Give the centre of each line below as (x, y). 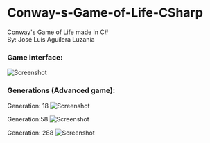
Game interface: (35, 57)
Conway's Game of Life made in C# (58, 32)
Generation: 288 (30, 133)
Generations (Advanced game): (61, 90)
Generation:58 (28, 119)
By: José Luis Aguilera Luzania (51, 39)
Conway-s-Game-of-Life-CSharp (105, 13)
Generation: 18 (28, 106)
